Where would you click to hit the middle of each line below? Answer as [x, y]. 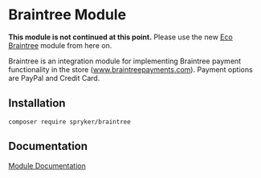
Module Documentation [47, 165]
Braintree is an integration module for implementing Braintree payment [125, 61]
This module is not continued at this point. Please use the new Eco [120, 37]
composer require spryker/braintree [69, 122]
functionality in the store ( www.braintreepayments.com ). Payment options [130, 69]
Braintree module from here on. [60, 45]
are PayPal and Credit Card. [54, 78]
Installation [37, 103]
